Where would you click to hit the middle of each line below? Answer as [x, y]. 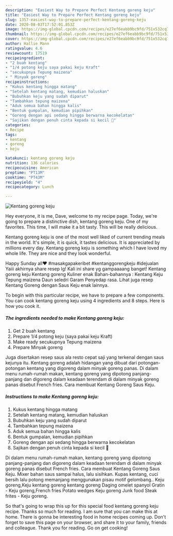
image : [12, 29]
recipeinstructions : [28, 82]
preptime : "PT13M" [25, 172]
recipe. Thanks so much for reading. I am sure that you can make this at [82, 512]
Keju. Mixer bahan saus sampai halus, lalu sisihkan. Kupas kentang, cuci [82, 474]
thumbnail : [17, 34]
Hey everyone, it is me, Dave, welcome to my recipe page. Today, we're [81, 216]
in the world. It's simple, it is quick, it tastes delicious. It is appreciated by [83, 243]
